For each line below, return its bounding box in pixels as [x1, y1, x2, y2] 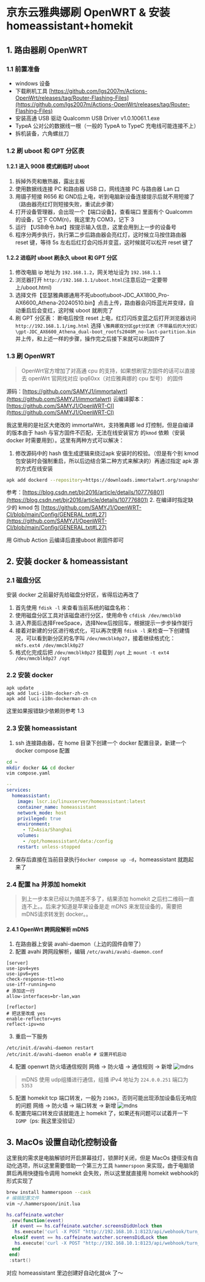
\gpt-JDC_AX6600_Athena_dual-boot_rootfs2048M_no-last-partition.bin [15, 329, 196, 335]
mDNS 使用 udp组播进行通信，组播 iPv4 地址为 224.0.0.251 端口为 [21, 1076, 189, 1083]
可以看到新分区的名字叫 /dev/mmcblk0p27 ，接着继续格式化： [26, 635, 176, 642]
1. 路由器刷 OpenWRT [6, 45, 88, 55]
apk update [6, 685, 34, 691]
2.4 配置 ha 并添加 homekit [6, 880, 87, 888]
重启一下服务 [15, 1033, 48, 1040]
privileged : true [17, 816, 62, 822]
